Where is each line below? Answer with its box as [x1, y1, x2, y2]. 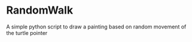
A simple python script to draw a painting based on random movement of [6, 23, 187, 30]
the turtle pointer [6, 29, 48, 36]
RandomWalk [6, 4, 74, 17]
